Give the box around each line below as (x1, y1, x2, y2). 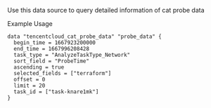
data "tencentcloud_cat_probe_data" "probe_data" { (7, 33, 162, 40)
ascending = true (13, 64, 65, 71)
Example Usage (7, 20, 53, 27)
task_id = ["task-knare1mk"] (13, 88, 99, 95)
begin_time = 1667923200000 (13, 39, 96, 46)
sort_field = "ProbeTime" (13, 58, 90, 65)
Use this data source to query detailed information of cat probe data (7, 6, 205, 14)
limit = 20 (13, 82, 46, 89)
